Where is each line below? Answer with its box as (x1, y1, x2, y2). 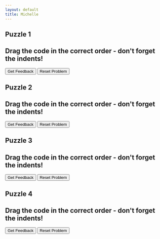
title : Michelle (5, 12, 39, 17)
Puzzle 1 (5, 30, 31, 39)
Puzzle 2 (5, 83, 33, 92)
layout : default (5, 7, 39, 12)
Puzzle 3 (5, 136, 33, 145)
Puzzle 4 (5, 190, 33, 198)
